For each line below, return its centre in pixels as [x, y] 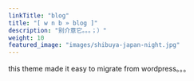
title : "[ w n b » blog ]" [53, 23]
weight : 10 [26, 38]
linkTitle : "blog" [39, 15]
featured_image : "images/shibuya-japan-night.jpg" [94, 45]
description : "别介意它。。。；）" [57, 30]
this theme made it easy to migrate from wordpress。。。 [99, 69]
